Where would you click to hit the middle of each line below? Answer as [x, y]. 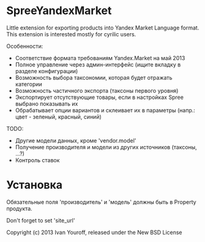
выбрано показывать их [47, 103]
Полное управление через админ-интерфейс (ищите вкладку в [98, 64]
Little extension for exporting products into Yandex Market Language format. [103, 28]
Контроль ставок [37, 160]
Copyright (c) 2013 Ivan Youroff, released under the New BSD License [94, 232]
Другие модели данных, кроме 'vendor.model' [76, 140]
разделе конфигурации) [47, 71]
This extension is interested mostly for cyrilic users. [71, 34]
